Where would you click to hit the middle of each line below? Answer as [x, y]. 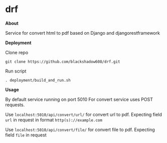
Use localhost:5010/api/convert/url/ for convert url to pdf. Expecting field [84, 114]
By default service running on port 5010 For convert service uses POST [79, 99]
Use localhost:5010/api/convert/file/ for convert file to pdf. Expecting [80, 129]
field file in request [26, 135]
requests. [15, 105]
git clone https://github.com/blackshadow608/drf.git [63, 61]
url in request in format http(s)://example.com [54, 120]
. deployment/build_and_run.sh [38, 80]
